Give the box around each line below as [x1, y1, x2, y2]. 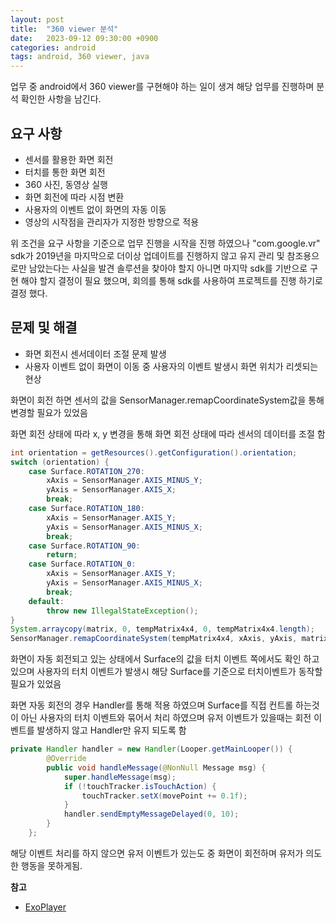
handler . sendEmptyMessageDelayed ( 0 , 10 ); [63, 809, 240, 820]
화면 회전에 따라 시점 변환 [24, 191, 125, 203]
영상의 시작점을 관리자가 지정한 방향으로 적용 [24, 216, 200, 228]
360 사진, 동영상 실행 [24, 178, 108, 190]
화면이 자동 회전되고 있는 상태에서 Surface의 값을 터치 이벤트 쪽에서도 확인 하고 [10, 653, 320, 665]
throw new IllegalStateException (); [46, 606, 199, 616]
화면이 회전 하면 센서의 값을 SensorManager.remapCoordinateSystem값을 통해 [10, 394, 325, 406]
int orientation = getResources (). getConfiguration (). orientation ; [10, 447, 298, 458]
